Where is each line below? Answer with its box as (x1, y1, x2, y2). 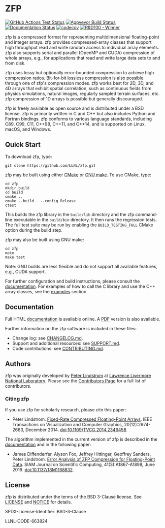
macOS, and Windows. (5, 126, 52, 132)
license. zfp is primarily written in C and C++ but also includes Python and (5, 110, 156, 116)
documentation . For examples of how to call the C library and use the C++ (5, 283, 156, 289)
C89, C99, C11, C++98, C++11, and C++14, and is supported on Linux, (5, 121, 146, 127)
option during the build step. (5, 227, 63, 233)
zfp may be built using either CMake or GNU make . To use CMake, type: (5, 172, 152, 178)
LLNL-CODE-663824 (5, 518, 48, 524)
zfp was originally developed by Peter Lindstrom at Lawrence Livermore (5, 373, 151, 379)
